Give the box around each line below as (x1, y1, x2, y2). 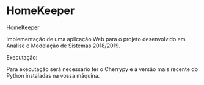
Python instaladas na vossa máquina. (6, 72, 100, 79)
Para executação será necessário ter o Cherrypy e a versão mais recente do (6, 65, 199, 73)
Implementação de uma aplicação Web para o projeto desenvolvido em (6, 35, 186, 42)
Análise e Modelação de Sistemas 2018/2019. (6, 42, 121, 49)
